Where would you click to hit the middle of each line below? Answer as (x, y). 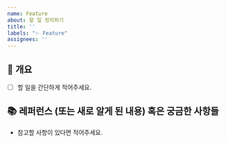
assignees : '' (28, 40)
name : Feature (28, 14)
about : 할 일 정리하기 (36, 20)
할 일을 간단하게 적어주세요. (54, 87)
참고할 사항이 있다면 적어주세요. (60, 132)
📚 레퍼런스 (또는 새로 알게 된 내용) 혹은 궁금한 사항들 (113, 111)
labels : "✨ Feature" (37, 33)
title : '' (21, 26)
